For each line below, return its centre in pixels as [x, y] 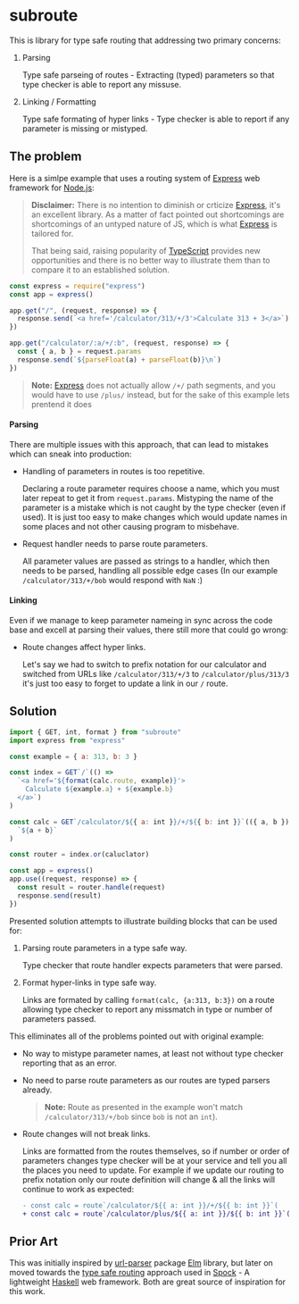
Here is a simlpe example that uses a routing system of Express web [135, 178]
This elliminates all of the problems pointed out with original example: [137, 1036]
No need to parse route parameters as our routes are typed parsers [146, 1080]
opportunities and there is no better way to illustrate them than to [150, 260]
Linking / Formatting [59, 101]
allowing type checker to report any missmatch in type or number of [147, 1009]
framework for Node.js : [52, 188]
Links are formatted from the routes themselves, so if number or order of [156, 1151]
